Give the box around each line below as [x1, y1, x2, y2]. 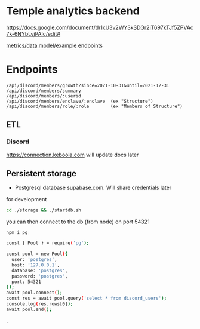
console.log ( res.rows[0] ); [6, 301, 73, 307]
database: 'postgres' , [11, 267, 68, 273]
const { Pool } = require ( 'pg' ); [6, 240, 90, 246]
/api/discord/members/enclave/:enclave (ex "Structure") [6, 98, 153, 104]
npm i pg [6, 230, 28, 236]
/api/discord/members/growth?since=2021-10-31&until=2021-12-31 [6, 82, 170, 88]
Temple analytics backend [6, 4, 140, 18]
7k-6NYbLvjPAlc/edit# [6, 30, 61, 37]
